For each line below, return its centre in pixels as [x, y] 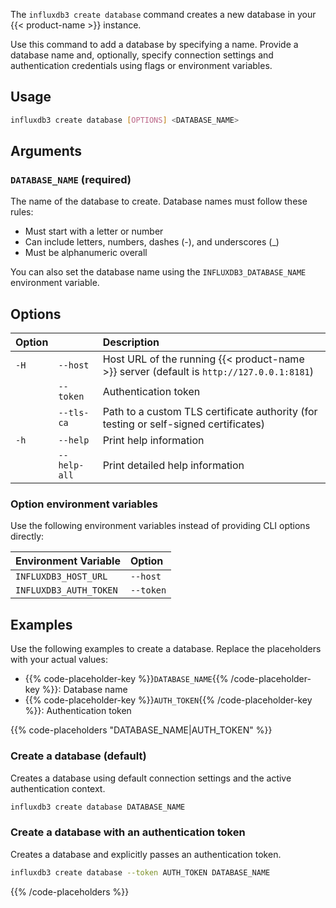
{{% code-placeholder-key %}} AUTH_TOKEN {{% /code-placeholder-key [168, 700]
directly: [27, 536]
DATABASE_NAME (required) [71, 179]
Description [131, 342]
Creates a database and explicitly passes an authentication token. [146, 854]
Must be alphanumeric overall [86, 253]
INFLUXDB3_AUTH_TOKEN [66, 590]
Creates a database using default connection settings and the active [151, 778]
